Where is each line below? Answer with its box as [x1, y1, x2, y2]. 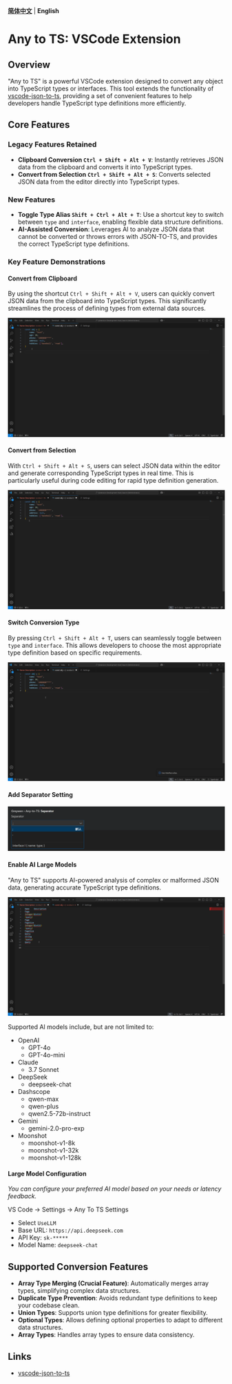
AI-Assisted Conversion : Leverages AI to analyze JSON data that [17, 224, 205, 233]
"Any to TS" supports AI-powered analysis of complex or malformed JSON [8, 876, 220, 884]
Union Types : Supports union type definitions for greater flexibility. [17, 1309, 209, 1317]
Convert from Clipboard [8, 274, 78, 282]
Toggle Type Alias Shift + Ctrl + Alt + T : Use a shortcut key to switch [17, 210, 224, 218]
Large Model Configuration [8, 1169, 87, 1178]
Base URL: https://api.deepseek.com [17, 1226, 123, 1235]
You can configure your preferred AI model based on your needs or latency [8, 1184, 222, 1193]
